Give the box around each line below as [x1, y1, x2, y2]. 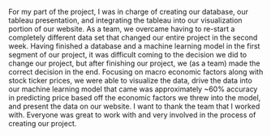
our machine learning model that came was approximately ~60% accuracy [8, 84, 258, 94]
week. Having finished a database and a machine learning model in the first [8, 41, 260, 51]
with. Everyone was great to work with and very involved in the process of [8, 110, 256, 120]
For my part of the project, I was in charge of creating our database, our [8, 7, 249, 16]
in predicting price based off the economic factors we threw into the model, [8, 93, 261, 102]
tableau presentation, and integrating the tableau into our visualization [8, 15, 243, 25]
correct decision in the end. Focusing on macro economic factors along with [8, 67, 264, 76]
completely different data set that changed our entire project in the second [8, 32, 258, 42]
